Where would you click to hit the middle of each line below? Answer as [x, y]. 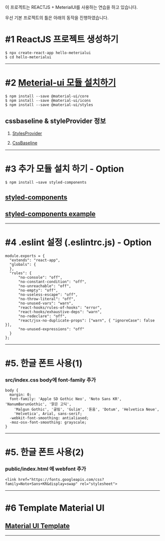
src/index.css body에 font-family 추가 [51, 380]
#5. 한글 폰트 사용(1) [44, 363]
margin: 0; [21, 395]
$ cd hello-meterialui [28, 57]
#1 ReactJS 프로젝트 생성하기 [62, 40]
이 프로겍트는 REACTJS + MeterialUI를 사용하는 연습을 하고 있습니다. [71, 7]
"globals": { [23, 264]
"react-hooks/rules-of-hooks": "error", [60, 307]
